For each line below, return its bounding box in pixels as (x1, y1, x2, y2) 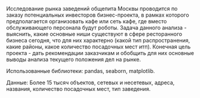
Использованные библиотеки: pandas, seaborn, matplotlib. (6, 68, 155, 74)
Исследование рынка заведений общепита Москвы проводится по (6, 5, 178, 12)
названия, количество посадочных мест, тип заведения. (6, 85, 151, 92)
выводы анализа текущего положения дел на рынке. (6, 56, 141, 63)
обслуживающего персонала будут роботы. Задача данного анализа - (6, 24, 187, 31)
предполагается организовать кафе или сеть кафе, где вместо (6, 18, 167, 24)
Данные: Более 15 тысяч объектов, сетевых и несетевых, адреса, (6, 79, 175, 86)
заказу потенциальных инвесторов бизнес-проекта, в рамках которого (6, 11, 190, 19)
